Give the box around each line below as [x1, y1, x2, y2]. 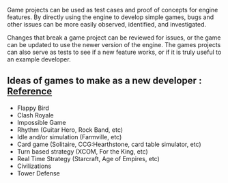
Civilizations [16, 162, 52, 170]
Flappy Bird [16, 104, 50, 112]
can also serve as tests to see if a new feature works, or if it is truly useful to [7, 48, 222, 56]
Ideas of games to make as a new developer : [7, 75, 202, 87]
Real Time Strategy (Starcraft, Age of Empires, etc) [16, 154, 160, 163]
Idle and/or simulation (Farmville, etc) [16, 132, 122, 141]
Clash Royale [16, 111, 55, 119]
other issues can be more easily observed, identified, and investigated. [7, 20, 207, 28]
